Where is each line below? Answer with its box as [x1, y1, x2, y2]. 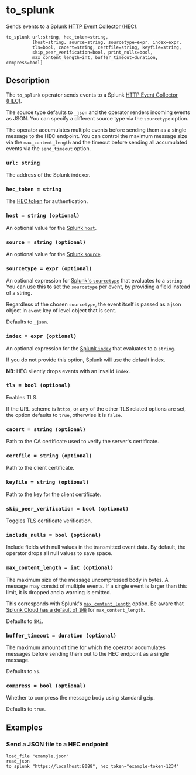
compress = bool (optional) [6, 682, 86, 689]
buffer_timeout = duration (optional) [6, 632, 117, 639]
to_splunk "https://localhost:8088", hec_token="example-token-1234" [6, 763, 180, 769]
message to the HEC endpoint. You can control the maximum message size [6, 132, 187, 139]
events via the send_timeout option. [6, 144, 91, 152]
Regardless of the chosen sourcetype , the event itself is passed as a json [6, 301, 181, 308]
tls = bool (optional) [6, 382, 71, 389]
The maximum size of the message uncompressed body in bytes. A [6, 576, 169, 583]
